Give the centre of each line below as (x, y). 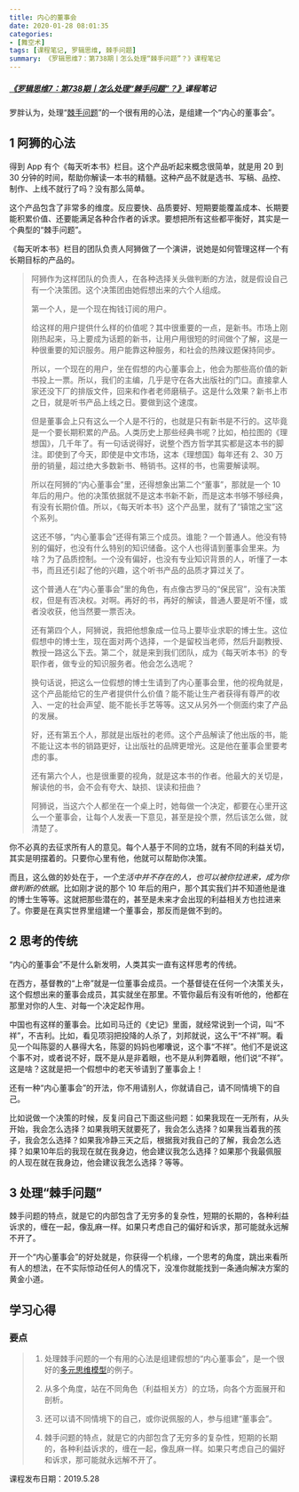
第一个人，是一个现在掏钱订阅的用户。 (101, 309)
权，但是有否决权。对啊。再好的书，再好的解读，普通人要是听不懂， (155, 600)
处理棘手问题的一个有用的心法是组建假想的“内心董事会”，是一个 (160, 1359)
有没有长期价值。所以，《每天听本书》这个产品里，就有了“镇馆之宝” (153, 506)
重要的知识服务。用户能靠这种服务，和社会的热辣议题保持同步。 (163, 350)
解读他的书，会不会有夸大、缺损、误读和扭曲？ (116, 786)
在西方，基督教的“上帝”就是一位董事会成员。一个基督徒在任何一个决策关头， (149, 983)
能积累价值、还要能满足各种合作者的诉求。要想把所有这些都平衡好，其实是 (145, 218)
